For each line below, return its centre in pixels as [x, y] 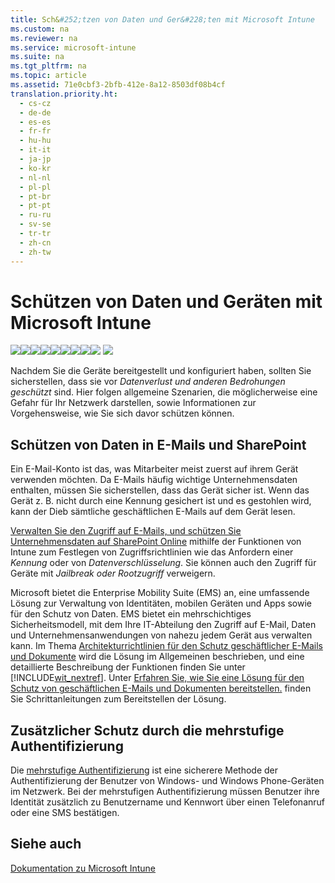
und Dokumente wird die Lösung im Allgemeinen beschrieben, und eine [157, 657]
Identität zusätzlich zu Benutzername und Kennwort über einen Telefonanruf [168, 802]
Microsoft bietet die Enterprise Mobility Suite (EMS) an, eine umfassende [160, 593]
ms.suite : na [37, 57]
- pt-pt [35, 206]
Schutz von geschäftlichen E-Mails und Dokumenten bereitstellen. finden [161, 688]
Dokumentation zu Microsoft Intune [83, 868]
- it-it [35, 150]
